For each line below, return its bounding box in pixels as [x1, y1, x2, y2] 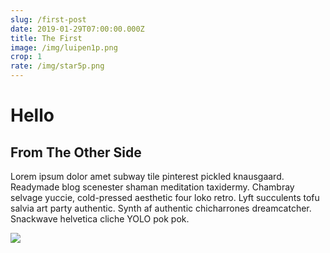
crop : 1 [10, 52, 43, 62]
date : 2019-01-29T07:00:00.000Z [10, 24, 145, 34]
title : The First [10, 33, 83, 43]
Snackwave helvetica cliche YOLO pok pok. [10, 213, 190, 225]
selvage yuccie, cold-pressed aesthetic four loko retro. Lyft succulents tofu [10, 192, 320, 203]
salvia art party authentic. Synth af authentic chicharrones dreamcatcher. [10, 202, 312, 214]
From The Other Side [10, 144, 142, 161]
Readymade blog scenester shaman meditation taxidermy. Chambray [10, 181, 295, 193]
